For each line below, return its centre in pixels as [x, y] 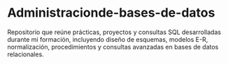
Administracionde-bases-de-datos [111, 13]
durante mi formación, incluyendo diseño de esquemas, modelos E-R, [108, 39]
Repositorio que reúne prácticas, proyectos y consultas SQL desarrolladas [114, 32]
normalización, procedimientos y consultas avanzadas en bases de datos [113, 47]
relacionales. [26, 54]
